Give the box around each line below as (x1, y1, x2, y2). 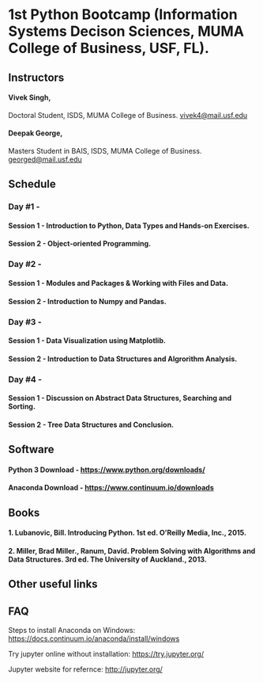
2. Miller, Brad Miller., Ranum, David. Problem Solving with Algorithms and (8, 546, 256, 555)
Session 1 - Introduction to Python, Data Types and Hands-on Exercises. (8, 220, 250, 231)
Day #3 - (8, 316, 42, 327)
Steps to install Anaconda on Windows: (8, 626, 136, 635)
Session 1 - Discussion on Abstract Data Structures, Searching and (8, 394, 231, 403)
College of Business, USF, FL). (8, 40, 209, 57)
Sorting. (8, 402, 36, 411)
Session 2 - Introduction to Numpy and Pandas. (8, 296, 167, 306)
